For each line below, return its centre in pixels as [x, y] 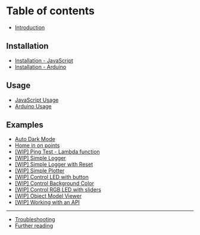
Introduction [30, 27]
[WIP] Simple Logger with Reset [54, 164]
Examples [25, 125]
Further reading [34, 226]
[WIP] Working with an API [47, 202]
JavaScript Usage [37, 100]
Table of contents [51, 11]
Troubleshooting [35, 220]
